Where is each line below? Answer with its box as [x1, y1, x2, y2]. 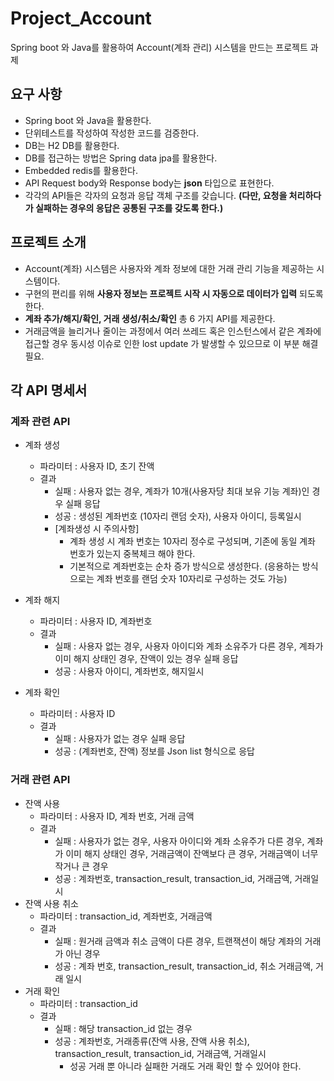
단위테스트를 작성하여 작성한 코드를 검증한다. [24, 127, 200, 139]
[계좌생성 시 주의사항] [54, 523, 140, 535]
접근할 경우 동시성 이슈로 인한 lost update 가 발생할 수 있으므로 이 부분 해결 [24, 337, 319, 349]
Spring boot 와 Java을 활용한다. [24, 114, 152, 126]
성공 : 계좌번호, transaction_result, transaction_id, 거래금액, [54, 872, 293, 884]
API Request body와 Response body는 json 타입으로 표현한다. [24, 177, 275, 189]
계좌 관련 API [10, 414, 71, 428]
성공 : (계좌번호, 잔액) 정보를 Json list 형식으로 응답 [54, 745, 255, 757]
